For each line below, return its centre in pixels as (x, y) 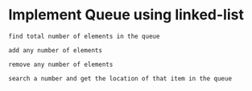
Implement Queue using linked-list (126, 15)
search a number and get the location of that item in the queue (120, 78)
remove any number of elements (61, 64)
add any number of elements (56, 50)
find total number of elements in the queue (84, 36)
